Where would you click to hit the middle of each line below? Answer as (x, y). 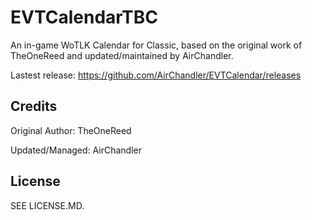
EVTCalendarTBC (84, 17)
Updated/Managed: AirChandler (76, 150)
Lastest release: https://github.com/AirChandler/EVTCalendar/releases (156, 75)
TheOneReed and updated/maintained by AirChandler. (122, 55)
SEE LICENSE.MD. (47, 205)
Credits (34, 106)
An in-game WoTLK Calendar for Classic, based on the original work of (156, 45)
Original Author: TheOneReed (71, 130)
